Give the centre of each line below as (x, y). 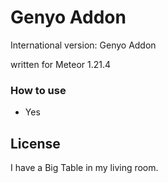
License (35, 143)
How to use (38, 90)
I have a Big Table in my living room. (84, 168)
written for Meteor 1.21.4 (61, 64)
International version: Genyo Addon (83, 45)
